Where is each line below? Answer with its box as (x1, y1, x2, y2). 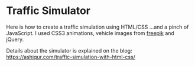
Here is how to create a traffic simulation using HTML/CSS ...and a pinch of (6, 23, 189, 30)
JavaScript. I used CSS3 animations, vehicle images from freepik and (6, 29, 174, 36)
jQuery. (6, 36, 24, 43)
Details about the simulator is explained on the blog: (6, 47, 132, 54)
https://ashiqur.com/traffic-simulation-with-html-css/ (6, 53, 136, 60)
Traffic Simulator (6, 4, 90, 18)
